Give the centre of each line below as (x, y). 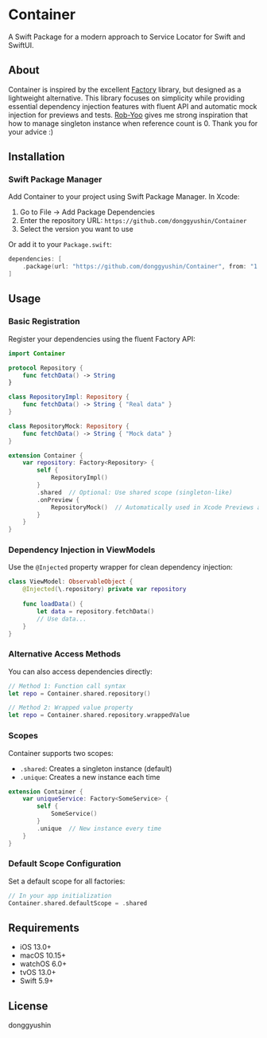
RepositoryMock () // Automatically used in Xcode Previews (152, 507)
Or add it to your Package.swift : (60, 245)
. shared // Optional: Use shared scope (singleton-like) (135, 492)
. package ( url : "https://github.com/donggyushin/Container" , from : (135, 267)
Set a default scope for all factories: (67, 881)
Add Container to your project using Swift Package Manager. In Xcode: (124, 197)
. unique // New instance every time (99, 828)
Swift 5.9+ (37, 981)
